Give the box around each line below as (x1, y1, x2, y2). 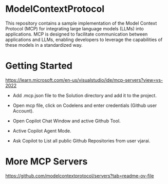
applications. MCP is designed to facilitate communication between (5, 31, 148, 37)
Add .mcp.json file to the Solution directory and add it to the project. (12, 92, 157, 98)
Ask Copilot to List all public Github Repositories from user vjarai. (12, 137, 151, 144)
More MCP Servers (5, 156, 88, 168)
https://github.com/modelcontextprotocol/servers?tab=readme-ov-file (5, 173, 154, 179)
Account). (12, 107, 34, 114)
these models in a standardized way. (5, 42, 83, 48)
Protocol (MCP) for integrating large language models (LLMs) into (5, 25, 144, 31)
